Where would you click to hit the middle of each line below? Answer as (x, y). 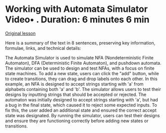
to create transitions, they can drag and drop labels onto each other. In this (81, 79)
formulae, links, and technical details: (43, 48)
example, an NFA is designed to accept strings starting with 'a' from (74, 84)
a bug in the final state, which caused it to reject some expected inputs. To (81, 105)
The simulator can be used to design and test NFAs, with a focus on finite (80, 68)
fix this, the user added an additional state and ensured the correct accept (81, 110)
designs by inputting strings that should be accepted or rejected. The (76, 94)
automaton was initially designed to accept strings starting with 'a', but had (82, 99)
